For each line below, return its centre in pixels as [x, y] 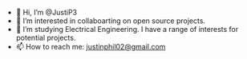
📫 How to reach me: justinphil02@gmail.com [91, 47]
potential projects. [46, 37]
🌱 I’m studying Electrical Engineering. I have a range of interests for [127, 29]
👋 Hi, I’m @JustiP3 [47, 12]
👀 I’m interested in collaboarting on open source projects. [111, 21]
